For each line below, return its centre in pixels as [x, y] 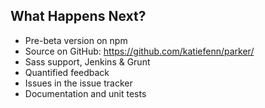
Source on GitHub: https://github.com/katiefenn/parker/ [139, 51]
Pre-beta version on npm [76, 40]
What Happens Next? [78, 16]
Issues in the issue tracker [78, 83]
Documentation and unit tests [85, 93]
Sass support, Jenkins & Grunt [87, 61]
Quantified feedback [67, 72]
